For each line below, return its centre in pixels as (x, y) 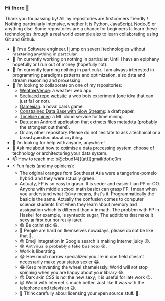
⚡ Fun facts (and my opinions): (43, 166)
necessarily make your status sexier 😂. (60, 262)
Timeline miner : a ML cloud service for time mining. (72, 117)
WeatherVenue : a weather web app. (56, 91)
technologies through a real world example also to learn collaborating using (82, 34)
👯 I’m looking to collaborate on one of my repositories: (67, 85)
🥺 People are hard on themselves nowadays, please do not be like (86, 231)
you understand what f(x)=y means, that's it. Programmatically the (87, 194)
